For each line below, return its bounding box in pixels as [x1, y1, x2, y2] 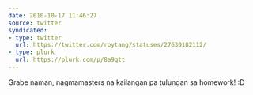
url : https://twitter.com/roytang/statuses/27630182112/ [15, 41, 207, 49]
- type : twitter [8, 33, 62, 42]
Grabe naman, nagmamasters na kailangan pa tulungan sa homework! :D [8, 77, 245, 87]
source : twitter [8, 19, 62, 27]
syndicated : [8, 26, 47, 34]
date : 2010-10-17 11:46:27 [8, 11, 97, 20]
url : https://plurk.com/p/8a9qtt [15, 56, 126, 64]
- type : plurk [8, 48, 55, 56]
